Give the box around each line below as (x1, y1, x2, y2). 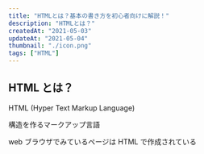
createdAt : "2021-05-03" (8, 27, 92, 35)
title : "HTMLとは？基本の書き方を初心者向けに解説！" (8, 11, 170, 20)
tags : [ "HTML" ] (8, 49, 60, 57)
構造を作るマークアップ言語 (8, 119, 101, 129)
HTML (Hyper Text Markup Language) (8, 102, 135, 113)
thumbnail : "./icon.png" (8, 42, 92, 50)
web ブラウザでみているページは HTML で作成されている (8, 136, 198, 146)
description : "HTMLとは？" (8, 19, 95, 27)
